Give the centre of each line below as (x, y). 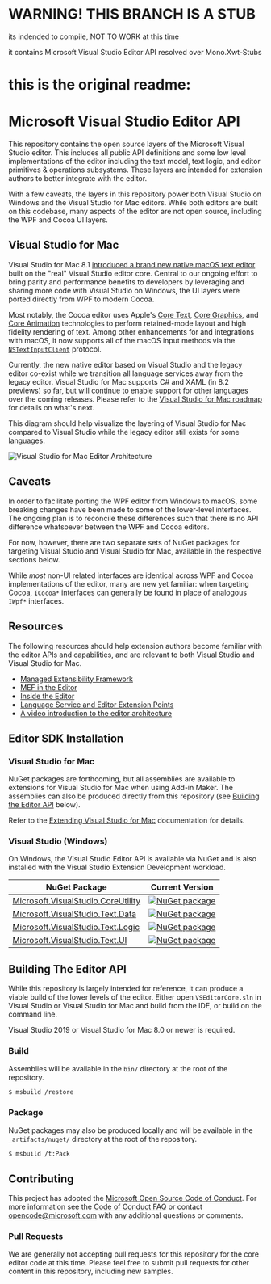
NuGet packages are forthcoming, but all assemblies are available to (122, 779)
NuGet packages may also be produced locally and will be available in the (131, 1130)
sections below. (34, 559)
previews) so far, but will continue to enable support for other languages (128, 390)
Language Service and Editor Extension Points (97, 705)
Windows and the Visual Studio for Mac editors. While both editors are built (133, 203)
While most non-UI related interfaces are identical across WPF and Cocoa (131, 575)
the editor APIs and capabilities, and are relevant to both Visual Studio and (132, 655)
